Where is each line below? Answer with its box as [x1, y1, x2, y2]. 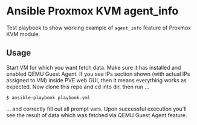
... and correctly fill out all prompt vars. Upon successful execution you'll [6, 105, 187, 112]
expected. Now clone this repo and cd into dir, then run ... [6, 83, 150, 90]
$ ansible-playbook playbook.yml [6, 94, 91, 100]
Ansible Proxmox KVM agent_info [6, 4, 179, 18]
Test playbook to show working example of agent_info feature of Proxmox [6, 24, 192, 31]
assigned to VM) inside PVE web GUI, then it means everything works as [6, 76, 187, 84]
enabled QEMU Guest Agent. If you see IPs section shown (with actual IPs [6, 70, 190, 78]
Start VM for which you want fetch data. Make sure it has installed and [6, 64, 181, 71]
